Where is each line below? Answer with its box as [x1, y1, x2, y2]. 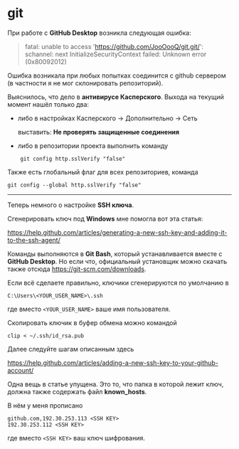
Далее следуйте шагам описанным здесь [7, 344, 134, 353]
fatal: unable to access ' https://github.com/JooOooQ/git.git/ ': [24, 42, 204, 51]
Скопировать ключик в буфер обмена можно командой [7, 318, 177, 327]
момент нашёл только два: [7, 100, 90, 108]
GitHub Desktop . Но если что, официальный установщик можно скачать [7, 257, 228, 265]
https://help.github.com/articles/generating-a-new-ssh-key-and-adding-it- [7, 228, 228, 236]
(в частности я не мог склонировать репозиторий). [7, 78, 164, 87]
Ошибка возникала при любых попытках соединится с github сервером [7, 71, 226, 80]
